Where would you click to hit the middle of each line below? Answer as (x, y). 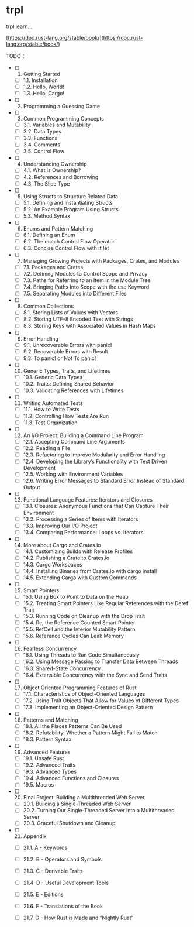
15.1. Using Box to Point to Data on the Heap (76, 597)
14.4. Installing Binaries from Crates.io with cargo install (90, 571)
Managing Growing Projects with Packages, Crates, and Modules (101, 261)
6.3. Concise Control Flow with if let (66, 248)
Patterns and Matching (51, 720)
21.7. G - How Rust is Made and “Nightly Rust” (78, 918)
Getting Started (41, 74)
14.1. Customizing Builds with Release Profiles (78, 551)
